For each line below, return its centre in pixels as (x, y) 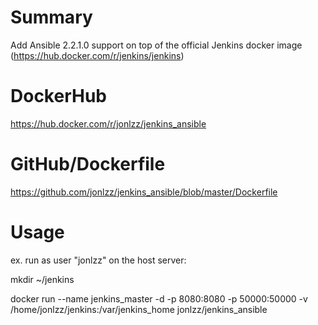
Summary (51, 17)
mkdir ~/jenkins (42, 279)
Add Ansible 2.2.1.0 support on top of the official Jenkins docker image (156, 45)
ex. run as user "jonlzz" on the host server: (98, 260)
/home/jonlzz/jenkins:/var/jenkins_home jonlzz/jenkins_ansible (139, 309)
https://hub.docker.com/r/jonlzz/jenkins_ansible (108, 123)
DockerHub (58, 96)
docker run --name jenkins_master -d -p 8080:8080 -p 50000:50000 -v (159, 298)
